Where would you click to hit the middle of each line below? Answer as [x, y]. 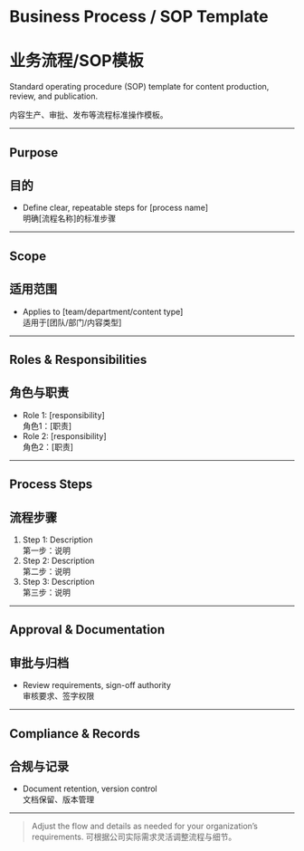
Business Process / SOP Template [139, 17]
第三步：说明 [46, 592]
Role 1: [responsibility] [64, 415]
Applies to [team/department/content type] [103, 311]
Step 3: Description [58, 581]
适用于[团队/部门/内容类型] [72, 322]
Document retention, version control [90, 789]
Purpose [34, 153]
